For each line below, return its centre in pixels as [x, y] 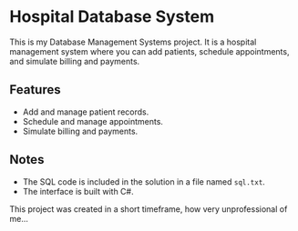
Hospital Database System [112, 17]
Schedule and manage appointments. [93, 121]
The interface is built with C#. [78, 191]
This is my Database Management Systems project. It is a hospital [133, 42]
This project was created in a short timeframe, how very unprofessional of [149, 209]
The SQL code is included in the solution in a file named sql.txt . [144, 181]
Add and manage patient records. [86, 112]
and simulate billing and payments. [75, 61]
